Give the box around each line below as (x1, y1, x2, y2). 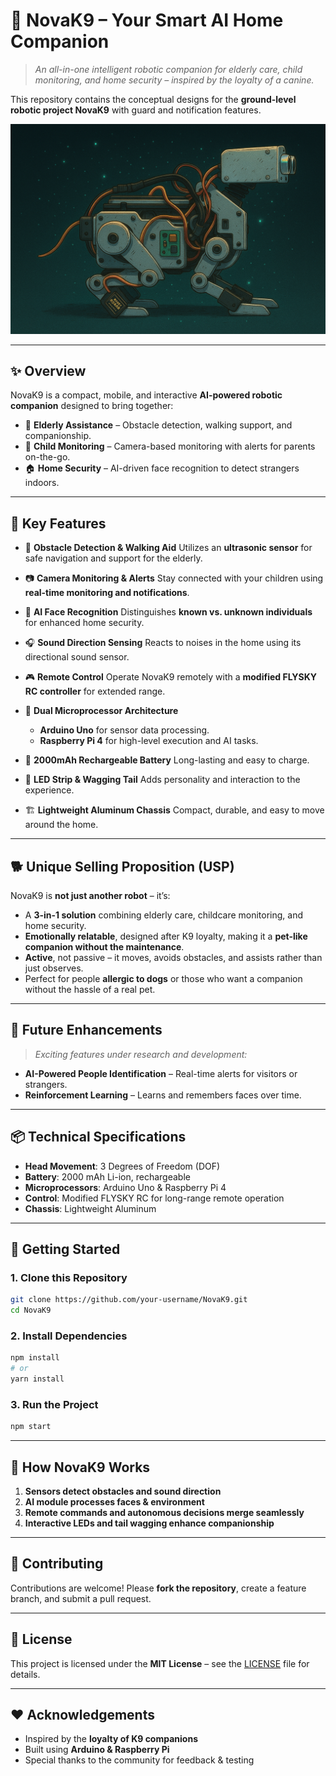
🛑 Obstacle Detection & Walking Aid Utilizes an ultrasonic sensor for (24, 542, 313, 554)
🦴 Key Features (10, 515, 107, 532)
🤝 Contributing (10, 1555, 104, 1573)
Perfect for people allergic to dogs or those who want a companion (24, 973, 303, 985)
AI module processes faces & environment (24, 1496, 205, 1508)
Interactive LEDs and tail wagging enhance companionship (24, 1517, 275, 1529)
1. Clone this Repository (10, 1270, 128, 1284)
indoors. (24, 477, 60, 489)
